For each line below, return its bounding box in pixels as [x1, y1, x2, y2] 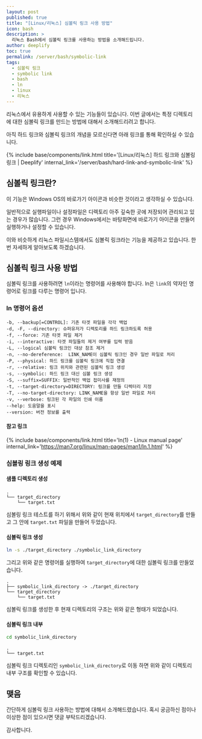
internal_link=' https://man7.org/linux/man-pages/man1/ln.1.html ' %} [6, 443, 173, 450]
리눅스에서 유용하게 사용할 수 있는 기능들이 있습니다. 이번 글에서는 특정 [6, 110, 172, 118]
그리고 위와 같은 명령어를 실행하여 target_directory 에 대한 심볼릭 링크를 [6, 559, 178, 566]
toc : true [6, 48, 31, 54]
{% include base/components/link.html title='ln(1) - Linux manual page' [6, 436, 183, 444]
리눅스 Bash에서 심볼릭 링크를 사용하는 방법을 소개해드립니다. [11, 37, 145, 43]
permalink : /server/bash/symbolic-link [6, 54, 107, 60]
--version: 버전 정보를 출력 [6, 409, 71, 415]
